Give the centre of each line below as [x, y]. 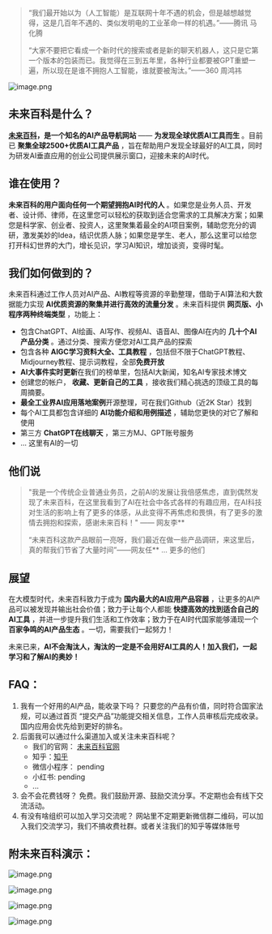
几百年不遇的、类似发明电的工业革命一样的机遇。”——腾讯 [152, 23]
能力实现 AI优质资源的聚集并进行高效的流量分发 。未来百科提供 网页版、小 [139, 304]
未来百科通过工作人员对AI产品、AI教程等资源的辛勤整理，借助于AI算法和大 [132, 294]
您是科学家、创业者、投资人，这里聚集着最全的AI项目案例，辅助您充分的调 [132, 225]
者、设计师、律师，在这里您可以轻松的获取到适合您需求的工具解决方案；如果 [136, 215]
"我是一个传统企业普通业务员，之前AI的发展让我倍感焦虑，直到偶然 [140, 492]
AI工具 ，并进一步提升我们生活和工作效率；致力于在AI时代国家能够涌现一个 [134, 619]
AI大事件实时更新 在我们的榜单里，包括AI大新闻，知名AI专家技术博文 [134, 372]
